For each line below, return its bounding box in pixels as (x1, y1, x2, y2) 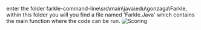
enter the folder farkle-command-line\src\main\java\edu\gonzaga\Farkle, (6, 5, 188, 12)
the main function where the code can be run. (6, 18, 120, 24)
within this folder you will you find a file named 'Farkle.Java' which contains (6, 11, 195, 18)
